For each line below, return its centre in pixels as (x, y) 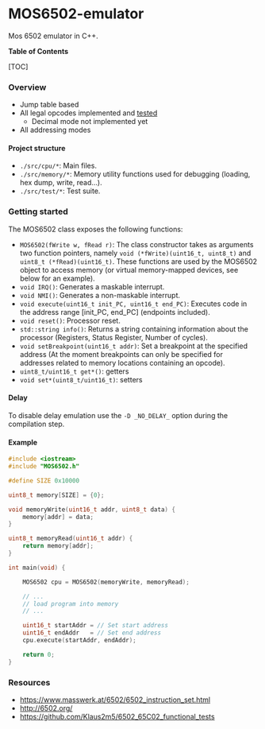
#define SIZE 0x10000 (44, 481)
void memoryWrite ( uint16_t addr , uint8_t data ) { (92, 510)
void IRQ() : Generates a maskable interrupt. (92, 286)
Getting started (38, 211)
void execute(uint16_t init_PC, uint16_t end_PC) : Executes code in (133, 304)
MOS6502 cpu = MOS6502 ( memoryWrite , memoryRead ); (106, 582)
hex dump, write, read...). (61, 183)
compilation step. (36, 424)
